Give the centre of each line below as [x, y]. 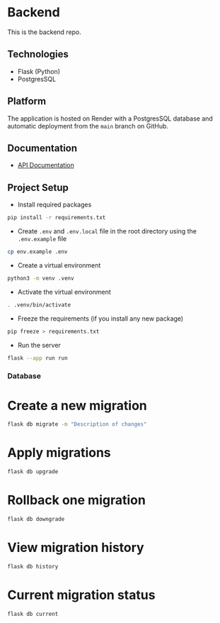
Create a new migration [77, 406]
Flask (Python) [39, 71]
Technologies [38, 54]
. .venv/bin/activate [39, 305]
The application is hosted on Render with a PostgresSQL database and [110, 118]
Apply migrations [59, 453]
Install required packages [54, 205]
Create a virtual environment [59, 265]
